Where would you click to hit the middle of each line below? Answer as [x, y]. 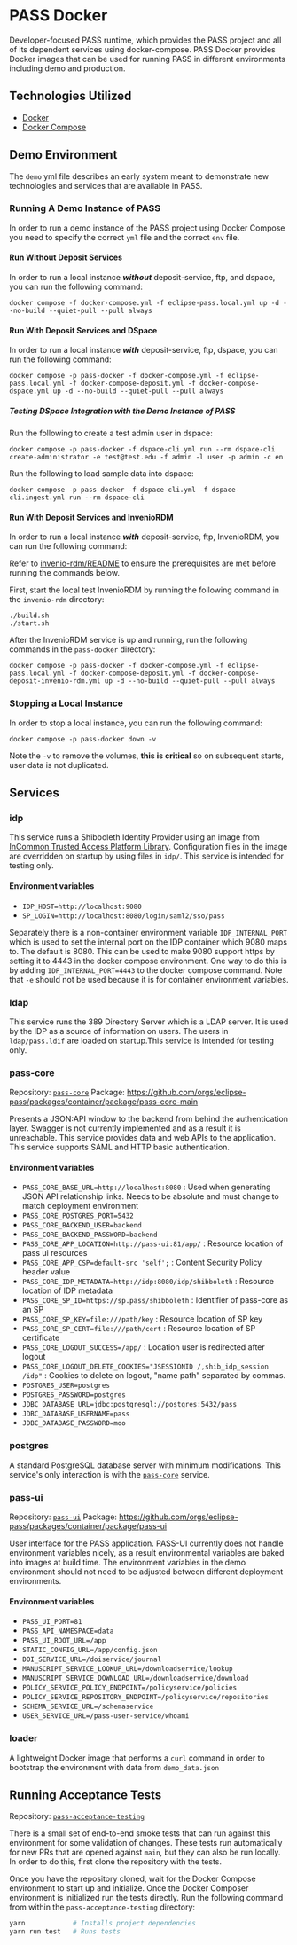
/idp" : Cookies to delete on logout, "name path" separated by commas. [154, 1376]
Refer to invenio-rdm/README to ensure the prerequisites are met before [143, 563]
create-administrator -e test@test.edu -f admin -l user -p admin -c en [146, 458]
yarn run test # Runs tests [65, 1932]
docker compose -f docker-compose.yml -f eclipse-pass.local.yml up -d [144, 303]
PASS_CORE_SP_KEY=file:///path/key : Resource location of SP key [142, 1319]
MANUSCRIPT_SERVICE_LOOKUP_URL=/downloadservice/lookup [127, 1669]
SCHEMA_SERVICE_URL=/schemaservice [88, 1707]
